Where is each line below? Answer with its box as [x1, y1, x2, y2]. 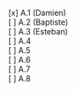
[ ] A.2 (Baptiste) [8, 17, 68, 27]
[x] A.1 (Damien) [8, 8, 67, 18]
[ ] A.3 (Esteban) [8, 27, 68, 36]
